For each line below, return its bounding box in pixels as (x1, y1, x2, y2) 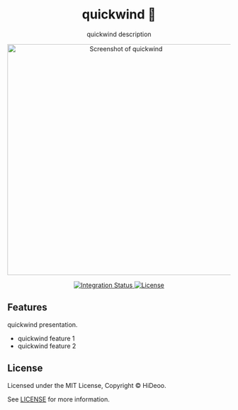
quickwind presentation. (7, 320, 78, 329)
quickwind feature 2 (17, 341, 76, 350)
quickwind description (86, 30, 152, 38)
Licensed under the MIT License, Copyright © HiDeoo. (7, 381, 166, 389)
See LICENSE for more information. (7, 394, 110, 404)
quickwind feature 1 (17, 334, 75, 342)
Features (7, 301, 47, 313)
